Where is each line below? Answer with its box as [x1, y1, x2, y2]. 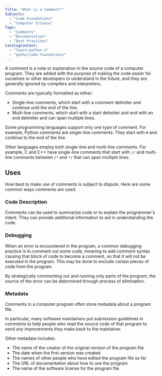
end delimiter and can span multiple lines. [12, 115, 96, 121]
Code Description [5, 199, 48, 205]
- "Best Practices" [9, 39, 49, 44]
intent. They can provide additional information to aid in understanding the [5, 215, 153, 220]
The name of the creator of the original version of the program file [12, 345, 144, 351]
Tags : [5, 25, 16, 30]
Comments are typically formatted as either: [5, 90, 93, 96]
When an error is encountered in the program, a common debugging [5, 243, 142, 249]
